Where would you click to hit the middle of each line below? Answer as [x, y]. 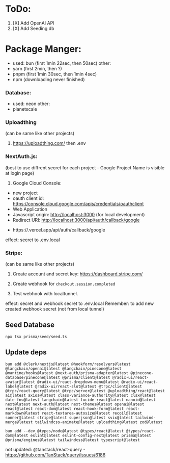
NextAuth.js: [21, 157]
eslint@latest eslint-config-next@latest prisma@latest [91, 435]
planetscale [25, 109]
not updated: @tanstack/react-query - [45, 449]
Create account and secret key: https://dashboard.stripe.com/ [78, 274]
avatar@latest [20, 382]
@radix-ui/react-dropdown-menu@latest [78, 382]
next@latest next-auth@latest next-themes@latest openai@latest [75, 404]
